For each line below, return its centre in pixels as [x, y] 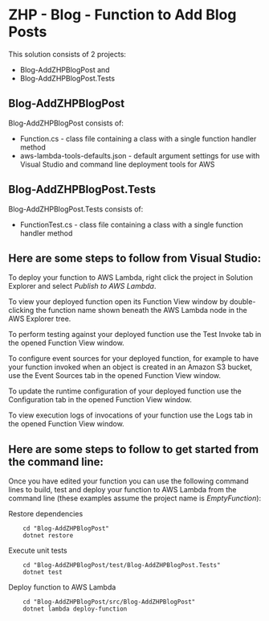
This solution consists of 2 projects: [67, 54]
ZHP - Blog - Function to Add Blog [122, 15]
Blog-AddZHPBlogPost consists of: [66, 123]
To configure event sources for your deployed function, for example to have [134, 359]
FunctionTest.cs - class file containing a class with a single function [131, 224]
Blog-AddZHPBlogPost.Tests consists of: [76, 209]
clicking [21, 310]
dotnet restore [48, 536]
